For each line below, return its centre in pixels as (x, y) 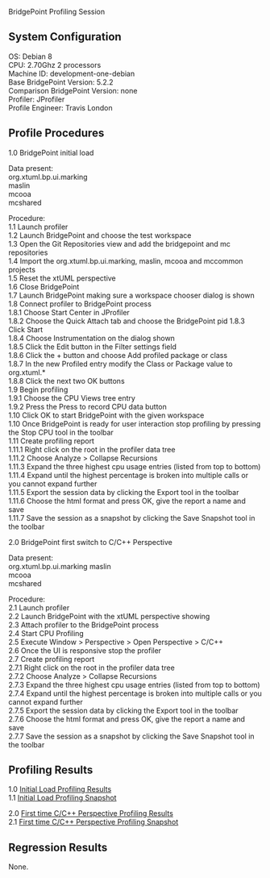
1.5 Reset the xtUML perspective (62, 278)
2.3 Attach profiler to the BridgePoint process (84, 625)
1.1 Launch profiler (38, 227)
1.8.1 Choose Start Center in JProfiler (69, 312)
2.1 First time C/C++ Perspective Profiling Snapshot (93, 822)
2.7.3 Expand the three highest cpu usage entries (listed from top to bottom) (134, 685)
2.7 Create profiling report (52, 659)
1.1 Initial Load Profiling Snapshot (62, 798)
